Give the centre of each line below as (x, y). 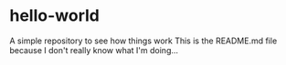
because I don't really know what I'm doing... (94, 50)
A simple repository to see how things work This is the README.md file (143, 41)
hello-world (55, 16)
